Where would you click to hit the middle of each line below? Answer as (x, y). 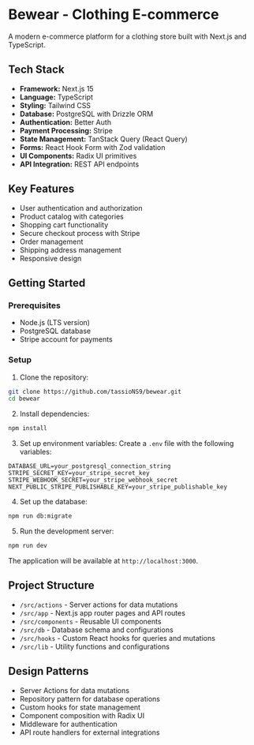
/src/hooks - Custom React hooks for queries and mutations (117, 638)
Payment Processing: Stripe (66, 130)
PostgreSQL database (55, 331)
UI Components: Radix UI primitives (78, 155)
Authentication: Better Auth (65, 122)
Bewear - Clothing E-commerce (114, 15)
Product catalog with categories (71, 216)
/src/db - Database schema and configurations (96, 630)
